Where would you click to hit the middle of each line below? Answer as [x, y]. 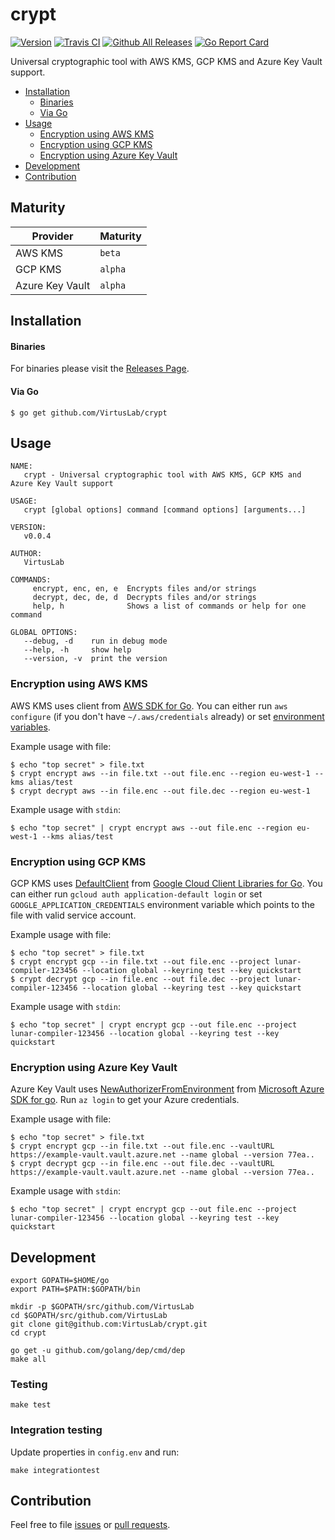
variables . [30, 727]
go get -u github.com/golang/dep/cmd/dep [98, 1351]
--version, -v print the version [95, 659]
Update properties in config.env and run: [95, 1452]
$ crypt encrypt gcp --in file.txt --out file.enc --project [140, 961]
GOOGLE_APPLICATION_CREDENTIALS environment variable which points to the [163, 904]
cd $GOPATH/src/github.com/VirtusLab [89, 1316]
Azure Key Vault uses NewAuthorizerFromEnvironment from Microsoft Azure [167, 1089]
